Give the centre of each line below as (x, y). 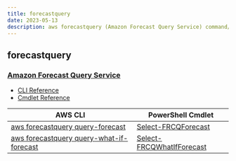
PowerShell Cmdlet (181, 115)
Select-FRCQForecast (173, 127)
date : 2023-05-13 (33, 20)
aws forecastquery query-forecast (68, 127)
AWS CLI (70, 115)
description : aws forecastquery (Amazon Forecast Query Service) (105, 27)
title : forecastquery (39, 14)
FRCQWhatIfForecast (172, 147)
